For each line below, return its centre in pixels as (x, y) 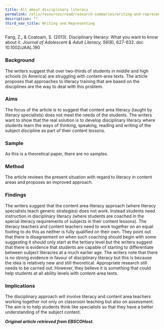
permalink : (16, 14)
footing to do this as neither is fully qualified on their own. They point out (78, 231)
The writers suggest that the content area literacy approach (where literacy (81, 205)
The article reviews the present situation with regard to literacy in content (79, 177)
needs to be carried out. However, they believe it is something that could (78, 268)
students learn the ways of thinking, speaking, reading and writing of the (78, 125)
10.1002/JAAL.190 (23, 47)
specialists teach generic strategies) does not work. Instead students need (80, 211)
